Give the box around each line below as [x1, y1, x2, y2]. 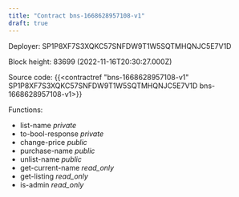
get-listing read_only [19, 171, 88, 181]
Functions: [8, 105, 43, 115]
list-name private [19, 120, 77, 130]
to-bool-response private [19, 129, 104, 139]
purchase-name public [19, 146, 95, 155]
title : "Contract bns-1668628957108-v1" [8, 11, 146, 20]
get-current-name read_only [19, 163, 115, 172]
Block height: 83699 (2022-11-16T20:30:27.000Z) [8, 57, 172, 66]
